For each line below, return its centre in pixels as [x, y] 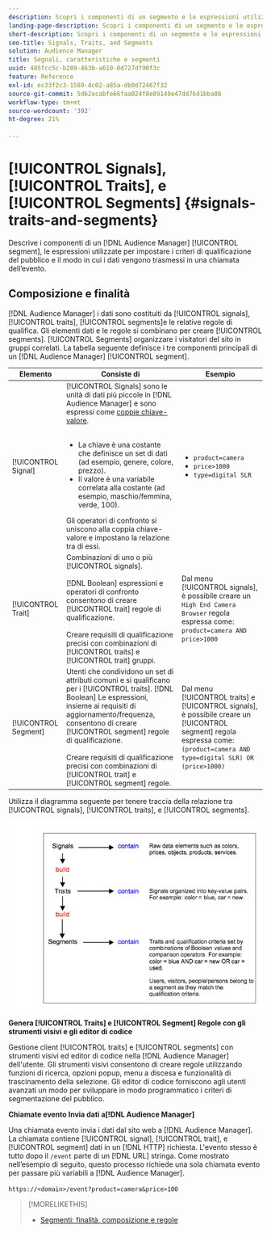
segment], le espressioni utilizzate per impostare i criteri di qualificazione [130, 251]
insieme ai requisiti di [101, 706]
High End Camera [208, 605]
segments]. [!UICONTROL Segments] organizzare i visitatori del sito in [125, 339]
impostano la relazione [132, 537]
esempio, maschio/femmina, [125, 496]
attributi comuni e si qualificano [118, 680]
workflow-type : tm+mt [45, 102]
